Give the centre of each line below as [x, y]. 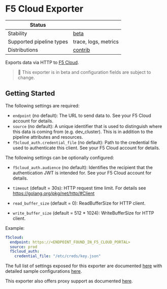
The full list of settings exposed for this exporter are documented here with [84, 266]
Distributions [23, 50]
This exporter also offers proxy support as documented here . [69, 281]
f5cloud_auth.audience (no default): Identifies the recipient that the [83, 167]
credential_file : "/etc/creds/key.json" [58, 256]
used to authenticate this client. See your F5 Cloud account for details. [86, 148]
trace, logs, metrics [96, 42]
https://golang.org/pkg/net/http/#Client [54, 193]
